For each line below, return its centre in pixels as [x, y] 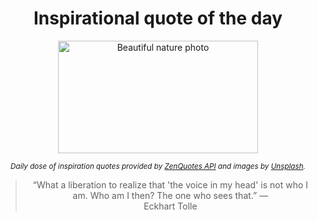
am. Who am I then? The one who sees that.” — [170, 195]
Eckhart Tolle [170, 206]
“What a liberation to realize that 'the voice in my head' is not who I [170, 184]
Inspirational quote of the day [158, 18]
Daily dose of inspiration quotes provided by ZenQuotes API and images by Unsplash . [158, 166]
